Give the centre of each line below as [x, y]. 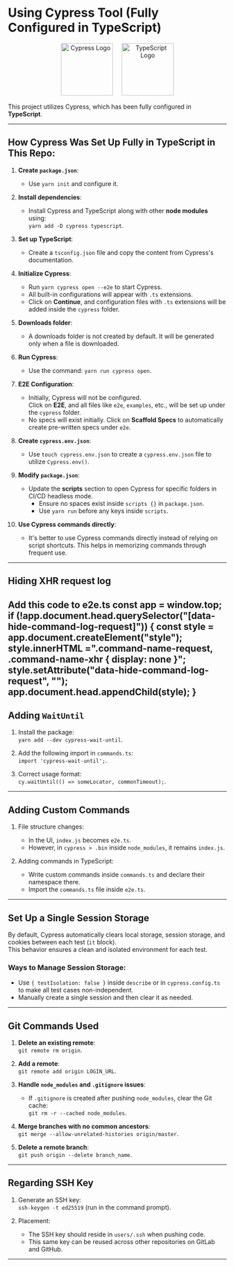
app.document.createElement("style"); [95, 637]
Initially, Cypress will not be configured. [85, 397]
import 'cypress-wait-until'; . [62, 760]
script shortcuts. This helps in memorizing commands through [117, 545]
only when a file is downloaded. [74, 344]
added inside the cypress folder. [74, 309]
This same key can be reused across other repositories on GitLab [122, 1241]
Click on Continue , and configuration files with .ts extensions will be [127, 302]
